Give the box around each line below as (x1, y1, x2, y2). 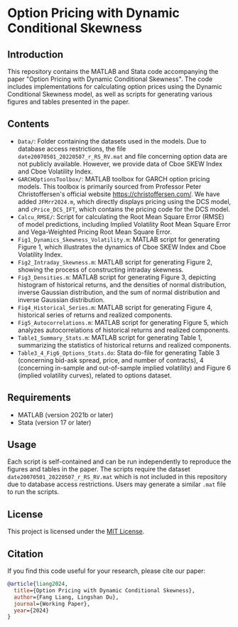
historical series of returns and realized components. (17, 311, 173, 319)
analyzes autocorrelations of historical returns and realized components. (17, 326, 231, 334)
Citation (7, 547, 44, 559)
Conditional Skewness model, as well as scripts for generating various (7, 90, 213, 98)
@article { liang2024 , (7, 581, 69, 588)
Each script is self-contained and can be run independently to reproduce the (7, 457, 232, 466)
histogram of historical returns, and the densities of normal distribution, (17, 280, 227, 289)
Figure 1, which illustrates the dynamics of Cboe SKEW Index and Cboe (17, 242, 226, 251)
